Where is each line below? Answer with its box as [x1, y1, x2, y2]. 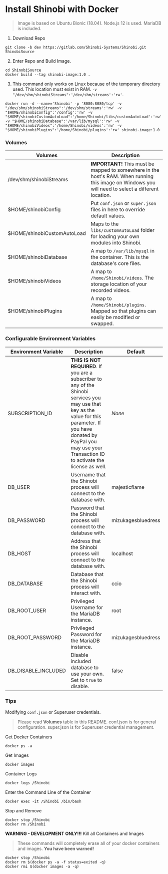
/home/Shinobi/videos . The [90, 274, 154, 281]
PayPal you [70, 438, 97, 445]
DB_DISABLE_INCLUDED [7, 667, 66, 674]
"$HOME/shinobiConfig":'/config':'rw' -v [5, 110, 93, 115]
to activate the [70, 457, 104, 464]
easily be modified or [90, 314, 140, 321]
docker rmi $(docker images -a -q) [5, 864, 79, 869]
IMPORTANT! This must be [90, 160, 155, 167]
